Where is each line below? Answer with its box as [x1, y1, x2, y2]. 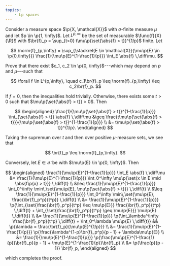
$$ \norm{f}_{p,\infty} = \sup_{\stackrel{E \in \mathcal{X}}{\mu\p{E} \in [11, 48, 160, 54]
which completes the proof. [5, 255, 62, 261]
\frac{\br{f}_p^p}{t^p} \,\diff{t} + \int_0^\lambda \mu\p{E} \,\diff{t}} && [12, 218, 158, 224]
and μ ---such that [5, 68, 43, 74]
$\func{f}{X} [135, 32, 162, 39]
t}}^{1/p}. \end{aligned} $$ [57, 125, 113, 131]
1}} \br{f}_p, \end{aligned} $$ [54, 245, 116, 251]
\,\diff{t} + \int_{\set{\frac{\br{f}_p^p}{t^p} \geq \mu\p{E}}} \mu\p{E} [14, 208, 157, 214]
